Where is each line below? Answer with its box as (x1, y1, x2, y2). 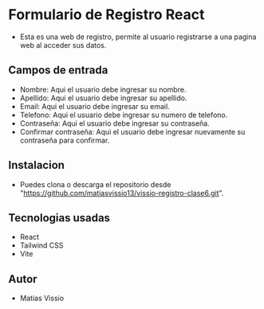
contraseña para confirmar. (19, 135, 110, 145)
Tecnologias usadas (8, 211, 110, 225)
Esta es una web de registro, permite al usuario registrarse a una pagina (19, 32, 257, 41)
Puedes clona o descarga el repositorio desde (19, 179, 171, 189)
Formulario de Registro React (8, 6, 205, 24)
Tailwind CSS (19, 241, 64, 250)
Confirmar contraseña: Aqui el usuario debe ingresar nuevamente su (19, 127, 246, 136)
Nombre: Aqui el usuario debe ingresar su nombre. (19, 84, 187, 94)
